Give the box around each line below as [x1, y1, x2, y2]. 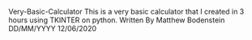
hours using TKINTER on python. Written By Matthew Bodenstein [8, 15, 225, 25]
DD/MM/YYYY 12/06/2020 [8, 24, 97, 33]
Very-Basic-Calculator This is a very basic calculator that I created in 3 [8, 7, 245, 16]
